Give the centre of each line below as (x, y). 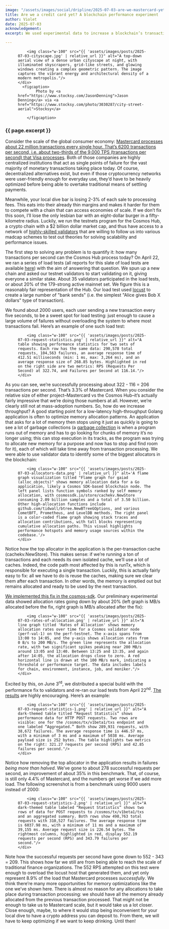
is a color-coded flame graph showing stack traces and (77, 518)
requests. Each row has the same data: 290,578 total (75, 349)
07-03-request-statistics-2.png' (53, 803)
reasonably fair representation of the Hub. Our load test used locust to (78, 290)
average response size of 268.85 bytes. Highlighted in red (82, 362)
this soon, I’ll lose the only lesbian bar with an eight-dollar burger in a (77, 215)
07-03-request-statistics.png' (51, 340)
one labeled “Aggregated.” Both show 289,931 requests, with (83, 727)
